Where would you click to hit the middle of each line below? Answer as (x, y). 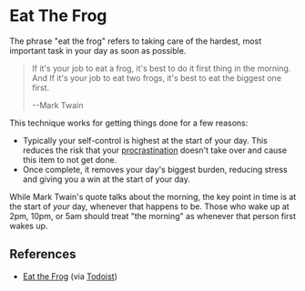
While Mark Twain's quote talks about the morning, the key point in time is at (153, 196)
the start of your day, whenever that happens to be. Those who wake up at (149, 206)
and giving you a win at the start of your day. (107, 179)
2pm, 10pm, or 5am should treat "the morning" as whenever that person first (153, 216)
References (43, 254)
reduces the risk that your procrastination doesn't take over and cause (155, 150)
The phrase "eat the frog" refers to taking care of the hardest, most (136, 41)
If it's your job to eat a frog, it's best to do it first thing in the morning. (161, 68)
